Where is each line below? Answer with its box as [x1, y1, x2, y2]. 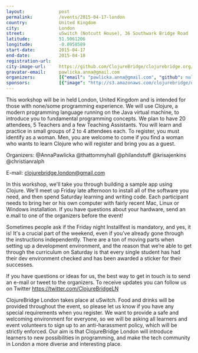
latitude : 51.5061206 [6, 36, 85, 42]
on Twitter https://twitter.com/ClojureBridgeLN [6, 285, 119, 292]
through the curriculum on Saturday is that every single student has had [6, 249, 181, 256]
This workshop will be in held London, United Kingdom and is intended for [6, 96, 186, 103]
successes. [6, 261, 34, 268]
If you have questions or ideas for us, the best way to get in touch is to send [6, 273, 190, 279]
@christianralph [6, 158, 45, 165]
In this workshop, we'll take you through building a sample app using [6, 181, 173, 188]
